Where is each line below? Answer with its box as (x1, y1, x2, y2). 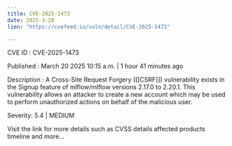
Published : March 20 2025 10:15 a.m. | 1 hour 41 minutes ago (7, 62, 184, 71)
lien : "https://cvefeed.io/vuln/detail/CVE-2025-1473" (7, 23, 171, 30)
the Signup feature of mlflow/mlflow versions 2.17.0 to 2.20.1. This (7, 83, 196, 92)
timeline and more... (7, 132, 65, 140)
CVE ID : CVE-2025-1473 (7, 48, 80, 57)
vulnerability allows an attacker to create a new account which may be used (7, 90, 226, 98)
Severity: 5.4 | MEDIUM (7, 111, 75, 119)
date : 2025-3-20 (7, 17, 55, 24)
